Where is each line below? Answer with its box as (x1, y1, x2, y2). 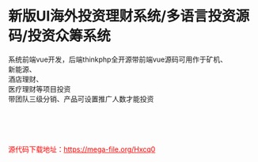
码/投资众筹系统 (8, 27, 111, 45)
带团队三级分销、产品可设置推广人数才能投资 (8, 94, 154, 104)
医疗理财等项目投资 (8, 84, 71, 93)
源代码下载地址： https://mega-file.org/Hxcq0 (8, 144, 156, 154)
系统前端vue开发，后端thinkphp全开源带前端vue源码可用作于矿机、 (8, 55, 228, 64)
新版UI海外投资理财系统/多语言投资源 (8, 7, 250, 25)
